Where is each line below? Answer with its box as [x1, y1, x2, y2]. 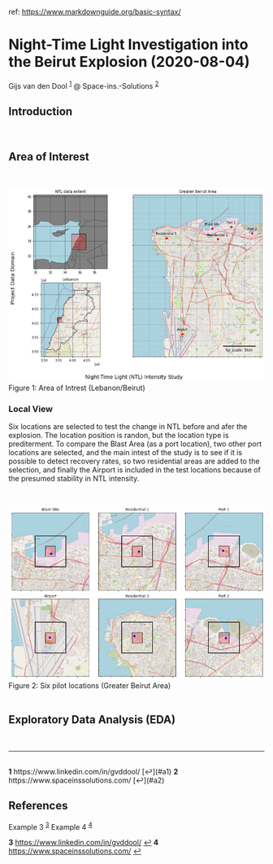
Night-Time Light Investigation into [8, 36, 249, 54]
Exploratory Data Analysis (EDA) [8, 713, 176, 727]
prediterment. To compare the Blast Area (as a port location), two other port [8, 439, 262, 449]
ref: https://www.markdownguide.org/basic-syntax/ [8, 7, 181, 16]
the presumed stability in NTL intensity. [8, 474, 140, 484]
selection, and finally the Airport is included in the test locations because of [8, 465, 262, 475]
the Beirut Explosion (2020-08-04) [8, 53, 250, 72]
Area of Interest [8, 150, 89, 164]
